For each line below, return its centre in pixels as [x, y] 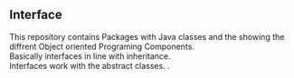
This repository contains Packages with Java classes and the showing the [147, 36]
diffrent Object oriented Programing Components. [102, 46]
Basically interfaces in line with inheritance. [90, 56]
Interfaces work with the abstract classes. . [90, 65]
